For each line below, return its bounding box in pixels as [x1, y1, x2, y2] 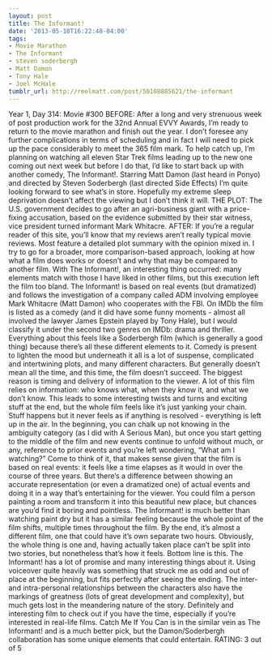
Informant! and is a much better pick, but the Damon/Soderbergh [8, 626, 225, 636]
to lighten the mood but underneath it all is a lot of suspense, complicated [8, 350, 254, 361]
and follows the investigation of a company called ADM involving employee [8, 290, 259, 300]
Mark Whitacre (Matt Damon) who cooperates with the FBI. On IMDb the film [8, 299, 263, 309]
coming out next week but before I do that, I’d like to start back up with [8, 161, 244, 171]
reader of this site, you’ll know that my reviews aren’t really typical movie [8, 230, 251, 240]
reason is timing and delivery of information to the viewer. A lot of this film [8, 376, 255, 386]
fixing [8, 212, 28, 223]
